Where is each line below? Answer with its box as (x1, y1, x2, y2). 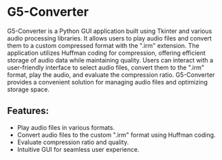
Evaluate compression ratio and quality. (16, 138, 129, 146)
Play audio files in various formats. (16, 123, 115, 131)
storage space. (7, 85, 50, 93)
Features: (7, 105, 49, 117)
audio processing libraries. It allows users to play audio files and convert (7, 34, 212, 42)
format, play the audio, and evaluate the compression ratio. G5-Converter (7, 70, 215, 79)
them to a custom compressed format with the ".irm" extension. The (7, 41, 199, 49)
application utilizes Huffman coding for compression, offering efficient (7, 49, 206, 57)
